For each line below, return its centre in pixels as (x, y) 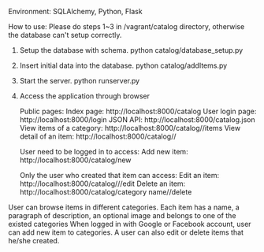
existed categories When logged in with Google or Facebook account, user (130, 224)
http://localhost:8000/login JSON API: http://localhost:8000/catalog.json (137, 120)
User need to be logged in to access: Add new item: (104, 152)
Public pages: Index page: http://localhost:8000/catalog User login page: (138, 111)
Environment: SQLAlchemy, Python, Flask (76, 11)
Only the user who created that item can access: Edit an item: (119, 175)
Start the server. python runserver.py (80, 81)
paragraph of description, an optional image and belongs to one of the (122, 215)
